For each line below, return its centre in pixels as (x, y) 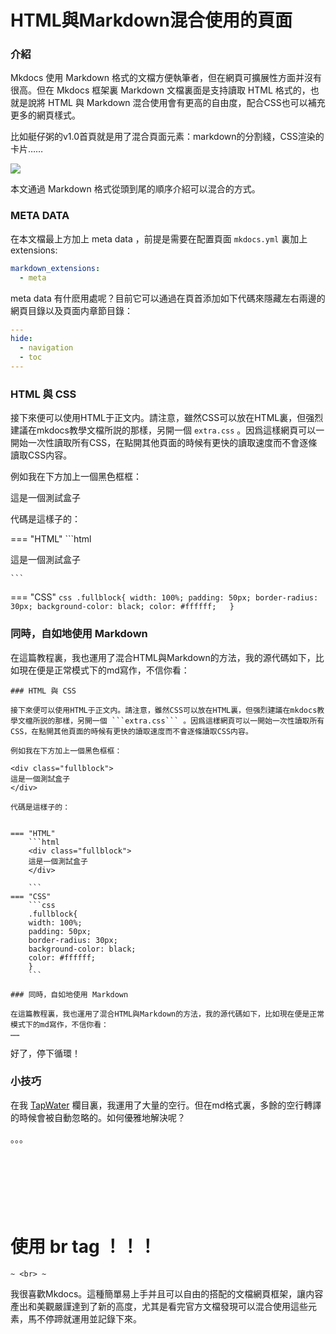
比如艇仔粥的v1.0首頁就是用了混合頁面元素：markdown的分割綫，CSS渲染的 (167, 137)
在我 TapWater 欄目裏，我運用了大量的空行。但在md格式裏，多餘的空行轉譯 (166, 1105)
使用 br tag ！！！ (83, 1246)
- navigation (46, 348)
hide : (21, 339)
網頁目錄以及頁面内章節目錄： (71, 310)
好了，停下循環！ (45, 1053)
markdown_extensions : (55, 268)
